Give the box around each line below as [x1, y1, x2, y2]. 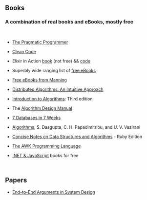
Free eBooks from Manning [12, 77, 67, 82]
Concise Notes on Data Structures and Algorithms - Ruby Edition [12, 134, 143, 140]
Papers [5, 176, 27, 184]
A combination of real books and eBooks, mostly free [5, 19, 133, 25]
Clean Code [12, 48, 37, 54]
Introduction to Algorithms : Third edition [12, 96, 93, 101]
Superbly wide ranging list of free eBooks [12, 67, 96, 73]
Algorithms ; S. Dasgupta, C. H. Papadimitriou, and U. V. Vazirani [12, 124, 141, 130]
